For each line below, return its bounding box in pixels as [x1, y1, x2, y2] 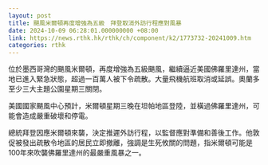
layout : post [8, 11, 52, 20]
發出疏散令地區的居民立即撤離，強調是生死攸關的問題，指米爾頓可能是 [22, 138, 253, 147]
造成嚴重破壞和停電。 [22, 111, 93, 120]
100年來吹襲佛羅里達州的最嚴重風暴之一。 [8, 148, 146, 158]
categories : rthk [8, 41, 66, 49]
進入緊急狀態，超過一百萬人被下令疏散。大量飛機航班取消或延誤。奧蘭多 [22, 74, 260, 84]
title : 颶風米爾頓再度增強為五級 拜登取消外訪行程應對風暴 [8, 19, 182, 27]
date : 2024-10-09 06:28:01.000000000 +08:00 [8, 26, 159, 34]
